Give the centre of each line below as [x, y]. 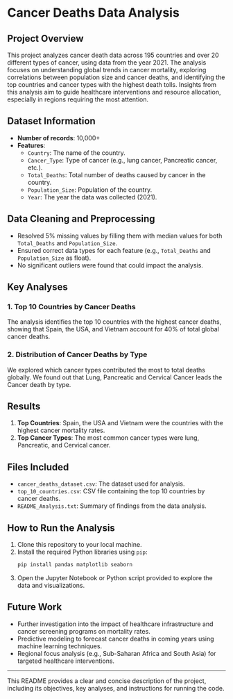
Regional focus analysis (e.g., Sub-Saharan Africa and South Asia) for [116, 653]
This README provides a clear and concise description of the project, [107, 681]
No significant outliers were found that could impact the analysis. [110, 265]
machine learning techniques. [60, 646]
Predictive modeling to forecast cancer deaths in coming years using [115, 639]
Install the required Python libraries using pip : [82, 552]
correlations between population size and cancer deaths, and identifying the [116, 77]
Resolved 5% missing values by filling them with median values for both [120, 236]
